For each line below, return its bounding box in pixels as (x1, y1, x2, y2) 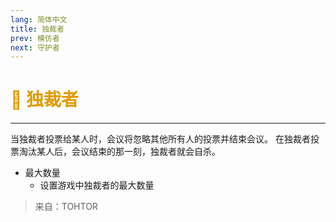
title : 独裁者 (10, 24, 65, 34)
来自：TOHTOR (34, 201, 98, 213)
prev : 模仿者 (10, 33, 60, 43)
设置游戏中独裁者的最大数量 (39, 179, 155, 191)
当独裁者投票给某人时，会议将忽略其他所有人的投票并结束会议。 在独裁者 (10, 133, 311, 145)
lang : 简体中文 (10, 14, 68, 25)
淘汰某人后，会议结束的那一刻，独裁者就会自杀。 (18, 146, 221, 158)
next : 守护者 (10, 42, 60, 53)
